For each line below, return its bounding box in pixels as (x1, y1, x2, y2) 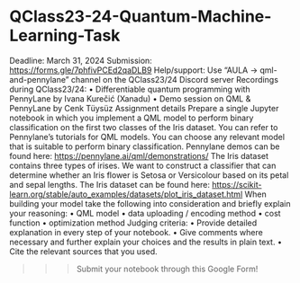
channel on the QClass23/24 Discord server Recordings (70, 74, 279, 84)
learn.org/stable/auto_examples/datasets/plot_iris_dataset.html (9, 189, 243, 199)
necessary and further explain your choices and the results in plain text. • (9, 236, 282, 247)
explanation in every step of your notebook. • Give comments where (9, 226, 263, 237)
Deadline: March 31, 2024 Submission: (9, 55, 153, 66)
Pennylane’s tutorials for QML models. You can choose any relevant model (9, 131, 286, 142)
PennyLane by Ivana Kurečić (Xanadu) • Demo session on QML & (9, 93, 251, 104)
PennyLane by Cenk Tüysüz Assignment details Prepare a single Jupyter (9, 102, 279, 113)
